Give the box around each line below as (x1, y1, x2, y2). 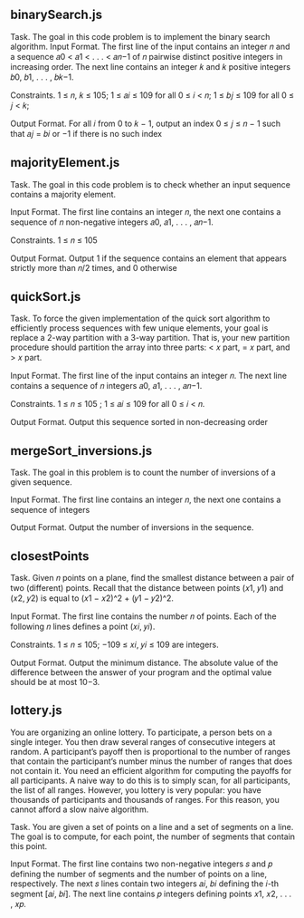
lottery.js (10, 702, 62, 719)
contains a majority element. (10, 188, 117, 199)
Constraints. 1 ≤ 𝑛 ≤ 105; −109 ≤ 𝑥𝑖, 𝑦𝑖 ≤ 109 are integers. (10, 639, 220, 651)
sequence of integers (10, 505, 90, 516)
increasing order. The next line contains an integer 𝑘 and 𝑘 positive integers (10, 61, 291, 72)
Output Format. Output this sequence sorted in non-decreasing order (10, 417, 268, 428)
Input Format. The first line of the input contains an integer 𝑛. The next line (10, 371, 288, 382)
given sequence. (10, 477, 72, 488)
